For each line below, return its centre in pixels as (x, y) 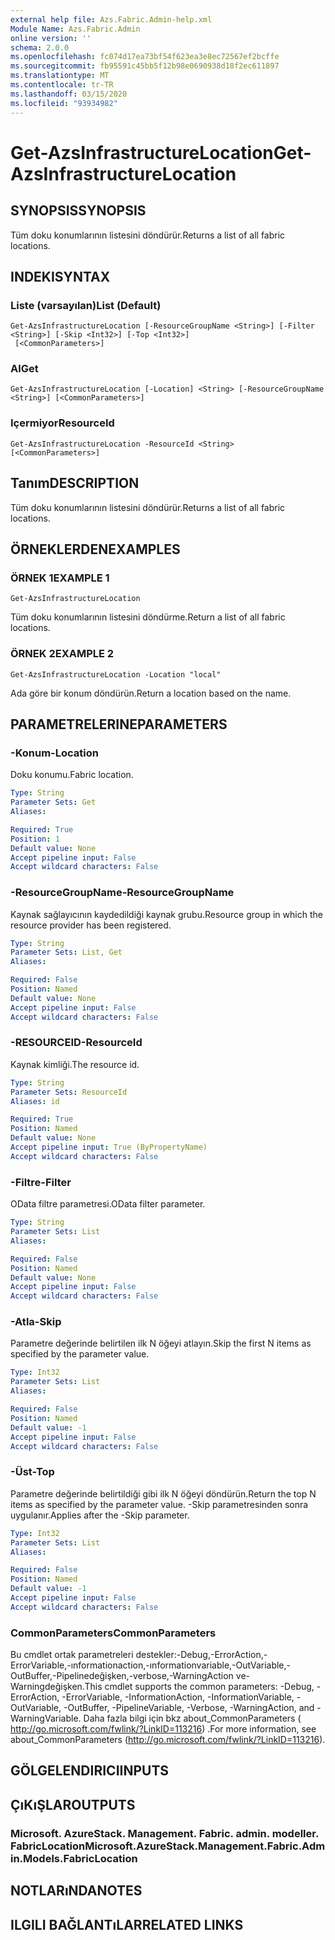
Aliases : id (35, 1101)
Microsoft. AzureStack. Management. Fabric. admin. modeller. (164, 1833)
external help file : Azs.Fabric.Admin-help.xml (111, 19)
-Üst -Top (32, 1472)
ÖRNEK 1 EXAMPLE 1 (60, 578)
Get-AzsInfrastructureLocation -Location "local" (116, 674)
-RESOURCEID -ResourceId (76, 1043)
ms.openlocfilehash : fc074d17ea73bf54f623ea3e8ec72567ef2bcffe (145, 57)
